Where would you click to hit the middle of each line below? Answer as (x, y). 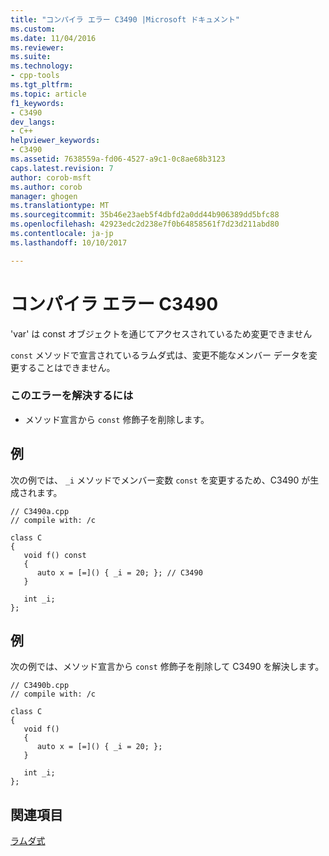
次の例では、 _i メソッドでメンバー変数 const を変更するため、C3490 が (160, 480)
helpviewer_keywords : (55, 141)
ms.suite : (31, 57)
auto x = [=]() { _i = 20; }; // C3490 (119, 572)
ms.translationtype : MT (60, 206)
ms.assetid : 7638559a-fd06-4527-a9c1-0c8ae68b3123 (118, 159)
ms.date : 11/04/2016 (53, 38)
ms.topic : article (48, 94)
